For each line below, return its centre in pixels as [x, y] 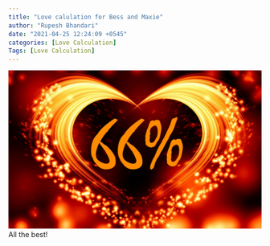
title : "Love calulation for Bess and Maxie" [86, 17]
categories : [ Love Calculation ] [62, 43]
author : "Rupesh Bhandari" [53, 25]
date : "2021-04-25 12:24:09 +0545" [68, 34]
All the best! [28, 235]
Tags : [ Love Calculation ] [51, 51]
